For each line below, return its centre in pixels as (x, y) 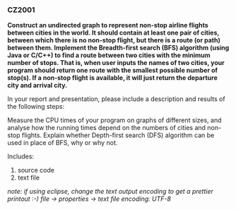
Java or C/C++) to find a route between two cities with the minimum (109, 55)
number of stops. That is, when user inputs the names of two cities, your (116, 63)
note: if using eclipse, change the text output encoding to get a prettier (110, 192)
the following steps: (36, 107)
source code (36, 170)
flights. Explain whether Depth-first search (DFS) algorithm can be (118, 135)
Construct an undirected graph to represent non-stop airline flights (108, 25)
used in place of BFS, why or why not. (63, 143)
